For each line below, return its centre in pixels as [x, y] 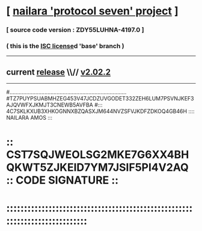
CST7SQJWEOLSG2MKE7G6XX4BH [98, 155]
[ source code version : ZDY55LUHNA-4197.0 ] [75, 30]
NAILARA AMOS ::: [29, 118]
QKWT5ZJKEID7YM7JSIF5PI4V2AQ [98, 168]
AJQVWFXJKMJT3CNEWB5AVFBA [50, 105]
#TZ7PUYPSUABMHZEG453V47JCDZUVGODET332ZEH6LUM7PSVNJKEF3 [100, 99]
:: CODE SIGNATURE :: [63, 180]
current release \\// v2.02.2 [59, 72]
